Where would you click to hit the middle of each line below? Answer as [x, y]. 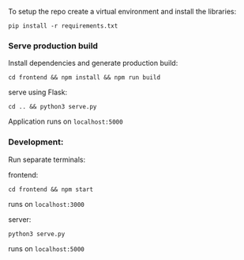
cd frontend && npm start [51, 189]
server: [20, 219]
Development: [36, 142]
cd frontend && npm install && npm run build [84, 78]
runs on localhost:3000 [46, 204]
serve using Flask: [38, 92]
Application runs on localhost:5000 [66, 121]
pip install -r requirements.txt [63, 26]
